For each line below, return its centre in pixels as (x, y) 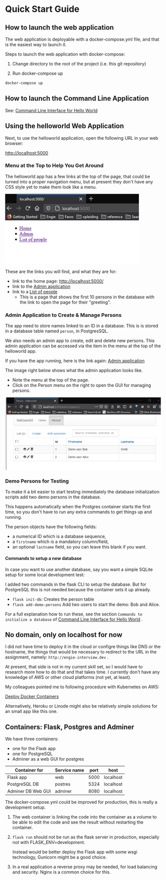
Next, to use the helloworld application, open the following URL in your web (82, 138)
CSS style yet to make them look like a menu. (51, 187)
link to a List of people (35, 291)
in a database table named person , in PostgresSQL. (57, 331)
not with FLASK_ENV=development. (49, 842)
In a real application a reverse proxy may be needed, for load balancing (85, 867)
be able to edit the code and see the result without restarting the (78, 822)
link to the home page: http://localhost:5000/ (58, 281)
